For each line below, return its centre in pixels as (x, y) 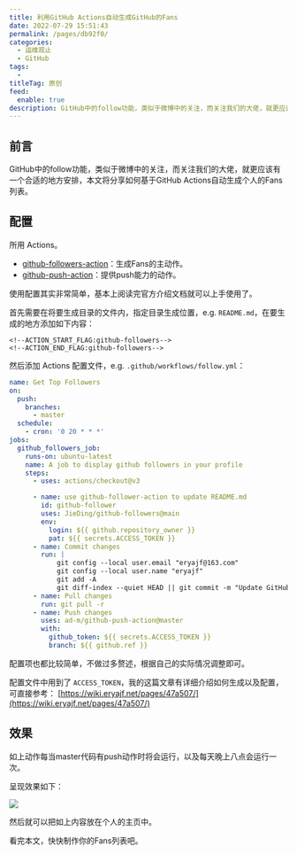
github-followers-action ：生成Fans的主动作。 (105, 263)
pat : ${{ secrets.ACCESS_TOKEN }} (112, 538)
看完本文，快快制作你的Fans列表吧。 (76, 840)
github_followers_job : (59, 448)
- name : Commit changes (76, 547)
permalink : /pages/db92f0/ (59, 34)
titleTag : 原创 (36, 83)
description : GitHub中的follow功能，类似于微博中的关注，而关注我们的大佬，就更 (145, 108)
